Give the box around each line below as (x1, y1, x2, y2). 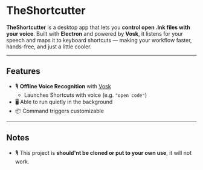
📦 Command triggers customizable (14, 107, 105, 114)
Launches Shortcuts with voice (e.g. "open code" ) (24, 91, 147, 99)
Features (6, 66, 40, 76)
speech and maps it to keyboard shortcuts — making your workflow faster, (6, 36, 192, 44)
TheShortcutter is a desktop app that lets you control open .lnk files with (6, 24, 190, 31)
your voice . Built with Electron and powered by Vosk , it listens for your (6, 30, 183, 37)
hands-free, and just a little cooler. (6, 43, 92, 50)
